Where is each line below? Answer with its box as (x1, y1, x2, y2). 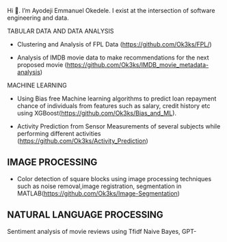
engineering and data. (7, 14, 70, 22)
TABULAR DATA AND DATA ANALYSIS (7, 27, 114, 35)
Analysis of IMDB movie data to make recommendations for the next (16, 53, 210, 62)
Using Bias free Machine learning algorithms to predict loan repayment (16, 94, 217, 103)
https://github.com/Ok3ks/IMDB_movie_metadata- (66, 61, 209, 68)
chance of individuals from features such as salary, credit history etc (16, 102, 211, 109)
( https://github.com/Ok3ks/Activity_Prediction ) (16, 137, 148, 145)
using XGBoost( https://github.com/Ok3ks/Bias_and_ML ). (16, 109, 176, 117)
